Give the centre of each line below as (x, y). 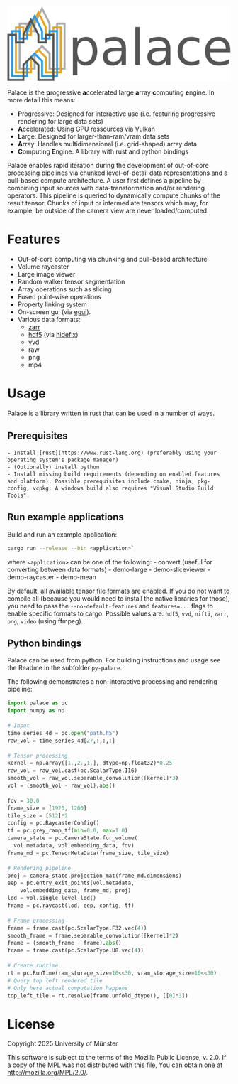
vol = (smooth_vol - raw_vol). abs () (61, 786)
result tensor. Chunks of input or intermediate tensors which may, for (108, 203)
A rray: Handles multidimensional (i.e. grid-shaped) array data (107, 144)
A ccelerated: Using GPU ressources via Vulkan (86, 129)
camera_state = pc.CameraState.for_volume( (73, 838)
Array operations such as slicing (64, 289)
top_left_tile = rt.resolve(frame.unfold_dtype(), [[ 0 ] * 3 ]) (98, 996)
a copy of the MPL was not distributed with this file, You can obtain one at (115, 1065)
